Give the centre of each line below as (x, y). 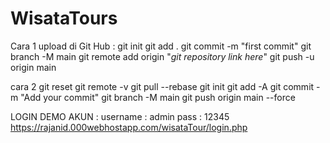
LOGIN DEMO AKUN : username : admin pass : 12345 (120, 116)
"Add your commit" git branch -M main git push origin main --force (158, 97)
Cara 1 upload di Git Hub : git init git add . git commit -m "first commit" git (161, 46)
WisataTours (64, 18)
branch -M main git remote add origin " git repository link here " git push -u (162, 56)
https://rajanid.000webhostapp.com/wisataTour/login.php (129, 127)
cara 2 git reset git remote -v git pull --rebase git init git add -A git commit (162, 86)
